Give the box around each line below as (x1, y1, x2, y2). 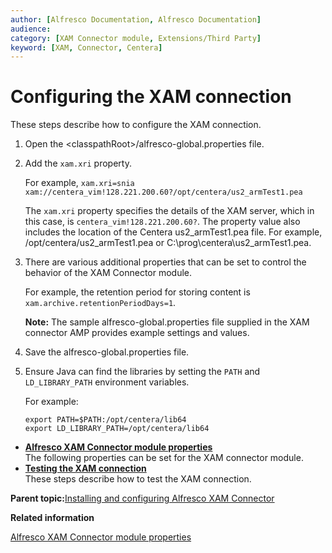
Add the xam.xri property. (24, 157, 132, 170)
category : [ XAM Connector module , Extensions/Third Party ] (10, 33, 262, 43)
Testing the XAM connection (24, 462, 147, 475)
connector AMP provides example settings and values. (24, 327, 250, 339)
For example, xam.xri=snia (24, 177, 135, 189)
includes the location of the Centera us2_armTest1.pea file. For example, (24, 226, 323, 238)
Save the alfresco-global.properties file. (24, 346, 190, 358)
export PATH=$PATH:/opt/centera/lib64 (24, 415, 187, 425)
